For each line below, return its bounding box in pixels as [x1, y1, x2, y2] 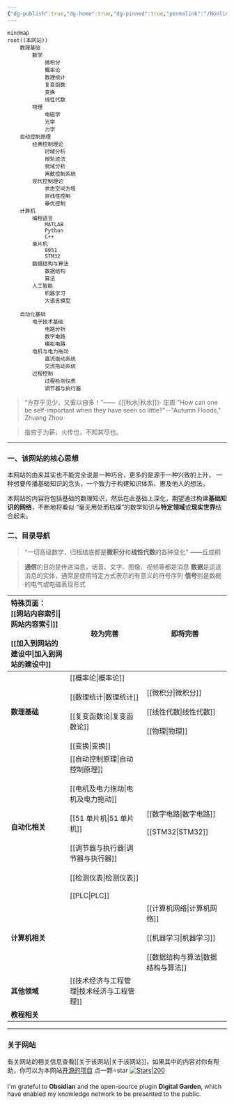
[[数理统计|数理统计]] [69, 692, 139, 702]
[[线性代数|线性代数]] [146, 707, 216, 717]
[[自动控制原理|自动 [69, 755, 134, 764]
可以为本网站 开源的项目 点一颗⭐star [25, 1066, 128, 1074]
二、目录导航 [7, 531, 51, 540]
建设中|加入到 [10, 649, 56, 659]
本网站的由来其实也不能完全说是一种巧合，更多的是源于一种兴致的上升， [7, 470, 214, 479]
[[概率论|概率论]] [69, 673, 125, 683]
